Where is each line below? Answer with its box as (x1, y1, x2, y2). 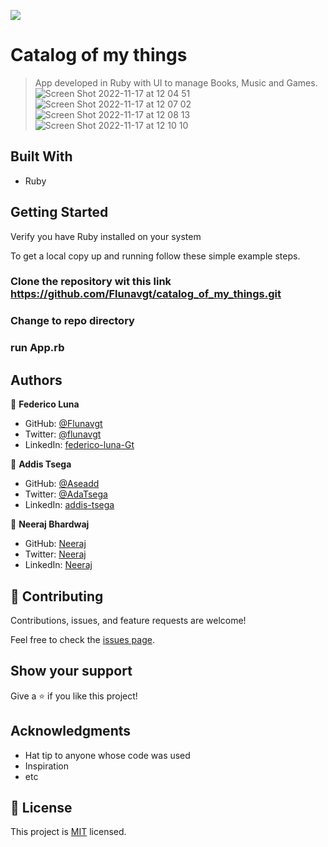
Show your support (10, 663, 133, 680)
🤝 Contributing (10, 588, 104, 605)
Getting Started (10, 204, 109, 221)
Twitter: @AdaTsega (24, 488, 108, 500)
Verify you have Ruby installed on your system (10, 230, 202, 242)
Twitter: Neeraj (24, 548, 87, 560)
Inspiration (24, 760, 69, 772)
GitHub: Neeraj (24, 538, 87, 550)
